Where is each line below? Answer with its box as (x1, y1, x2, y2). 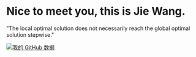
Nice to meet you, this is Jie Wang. (6, 4, 186, 18)
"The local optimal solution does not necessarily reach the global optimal (6, 25, 190, 32)
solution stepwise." (6, 31, 55, 38)
